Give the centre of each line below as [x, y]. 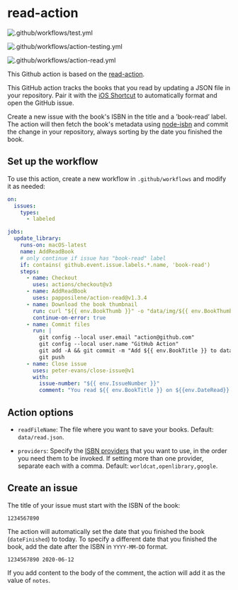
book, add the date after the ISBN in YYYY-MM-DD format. [88, 546]
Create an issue [42, 488]
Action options [41, 412]
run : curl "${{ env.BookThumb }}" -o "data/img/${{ [111, 311]
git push [52, 357]
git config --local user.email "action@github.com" [117, 338]
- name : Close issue [56, 364]
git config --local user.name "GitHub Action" [109, 344]
